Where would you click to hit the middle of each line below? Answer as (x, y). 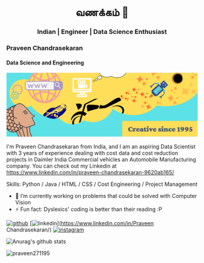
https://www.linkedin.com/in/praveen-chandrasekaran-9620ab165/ (90, 172)
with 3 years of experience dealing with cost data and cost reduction (92, 153)
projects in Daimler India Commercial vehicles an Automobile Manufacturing (101, 160)
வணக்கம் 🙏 (102, 12)
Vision (23, 202)
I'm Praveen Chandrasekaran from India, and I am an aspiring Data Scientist (101, 147)
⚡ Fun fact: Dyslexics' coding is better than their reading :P (89, 210)
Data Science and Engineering (45, 63)
